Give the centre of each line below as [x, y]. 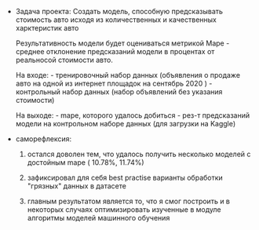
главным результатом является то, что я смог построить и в [128, 201]
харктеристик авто [47, 28]
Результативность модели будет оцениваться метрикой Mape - [122, 43]
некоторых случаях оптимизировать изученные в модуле [124, 210]
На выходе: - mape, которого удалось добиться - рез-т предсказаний [132, 115]
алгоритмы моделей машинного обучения [98, 218]
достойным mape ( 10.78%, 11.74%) [86, 162]
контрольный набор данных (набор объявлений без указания [119, 92]
